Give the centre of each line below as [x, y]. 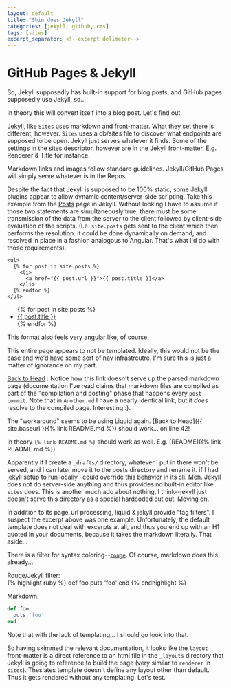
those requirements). [37, 248]
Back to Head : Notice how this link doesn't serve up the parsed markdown [113, 378]
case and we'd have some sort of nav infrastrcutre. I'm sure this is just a [109, 358]
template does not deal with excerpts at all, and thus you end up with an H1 [113, 527]
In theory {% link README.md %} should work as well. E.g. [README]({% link [114, 442]
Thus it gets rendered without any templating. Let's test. [87, 677]
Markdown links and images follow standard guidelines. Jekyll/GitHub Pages [115, 169]
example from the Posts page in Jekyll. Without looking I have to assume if [113, 204]
